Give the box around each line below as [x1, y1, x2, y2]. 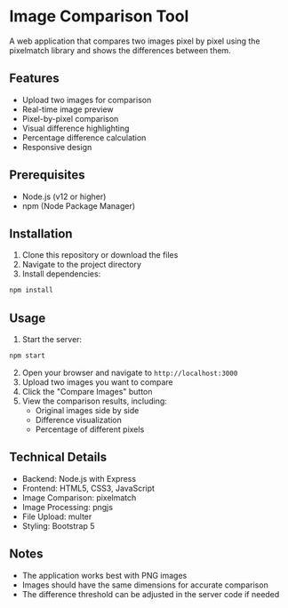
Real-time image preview [21, 104, 114, 115]
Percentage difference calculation [21, 132, 147, 143]
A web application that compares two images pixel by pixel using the [9, 36, 260, 46]
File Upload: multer [21, 511, 92, 522]
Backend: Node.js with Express [21, 473, 136, 484]
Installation [9, 226, 73, 241]
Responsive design [21, 141, 92, 152]
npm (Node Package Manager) [21, 200, 136, 211]
